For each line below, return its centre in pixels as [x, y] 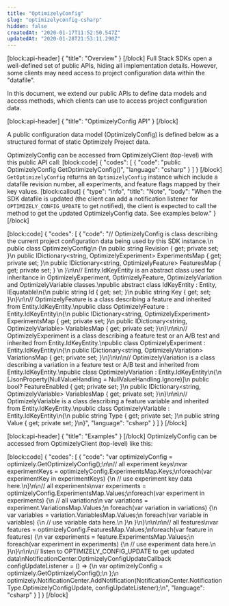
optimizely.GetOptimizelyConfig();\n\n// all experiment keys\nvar [97, 464]
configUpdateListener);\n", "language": [150, 588]
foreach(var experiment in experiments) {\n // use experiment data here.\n [112, 544]
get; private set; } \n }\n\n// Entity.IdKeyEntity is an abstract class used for [111, 270]
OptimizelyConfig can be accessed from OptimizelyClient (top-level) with [110, 155]
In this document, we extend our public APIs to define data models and [107, 94]
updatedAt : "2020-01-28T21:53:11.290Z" [64, 39]
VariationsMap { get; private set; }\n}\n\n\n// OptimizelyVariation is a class [111, 357]
